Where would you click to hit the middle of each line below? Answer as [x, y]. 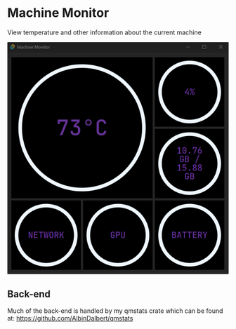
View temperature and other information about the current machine [104, 32]
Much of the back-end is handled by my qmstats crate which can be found [115, 311]
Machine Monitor [58, 13]
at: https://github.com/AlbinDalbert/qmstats [70, 318]
